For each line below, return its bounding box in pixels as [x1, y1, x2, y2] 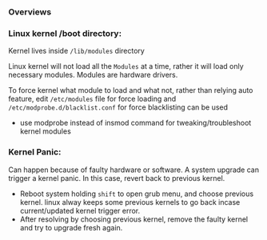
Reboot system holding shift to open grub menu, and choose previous [19, 189, 254, 198]
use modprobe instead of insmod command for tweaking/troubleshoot [19, 118, 252, 128]
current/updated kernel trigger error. [19, 206, 141, 215]
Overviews [8, 6, 52, 18]
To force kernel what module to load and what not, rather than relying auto [8, 86, 253, 95]
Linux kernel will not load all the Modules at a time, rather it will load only [8, 62, 244, 71]
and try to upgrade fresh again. [19, 222, 123, 232]
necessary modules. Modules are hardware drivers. [8, 70, 178, 80]
